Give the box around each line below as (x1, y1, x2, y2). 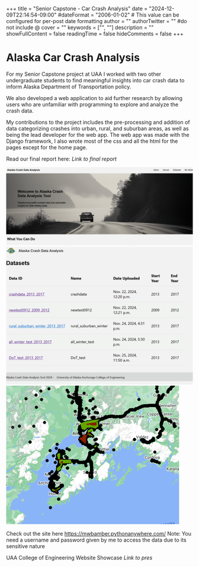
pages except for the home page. (6, 143, 88, 150)
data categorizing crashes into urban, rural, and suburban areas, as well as (6, 124, 189, 132)
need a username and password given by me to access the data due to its (6, 536, 187, 543)
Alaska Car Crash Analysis (6, 51, 140, 65)
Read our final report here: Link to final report (6, 155, 117, 162)
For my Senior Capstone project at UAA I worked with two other (6, 71, 162, 78)
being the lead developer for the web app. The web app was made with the (6, 131, 190, 138)
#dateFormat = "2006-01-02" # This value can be (57, 11, 179, 18)
